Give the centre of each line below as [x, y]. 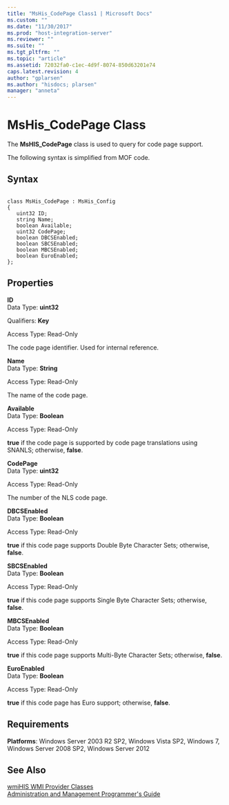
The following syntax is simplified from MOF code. [79, 158]
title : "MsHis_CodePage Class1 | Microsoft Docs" [80, 13]
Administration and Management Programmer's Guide [84, 794]
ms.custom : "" [28, 20]
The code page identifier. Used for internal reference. [83, 347]
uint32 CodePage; [41, 232]
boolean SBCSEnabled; [47, 244]
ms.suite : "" [26, 46]
